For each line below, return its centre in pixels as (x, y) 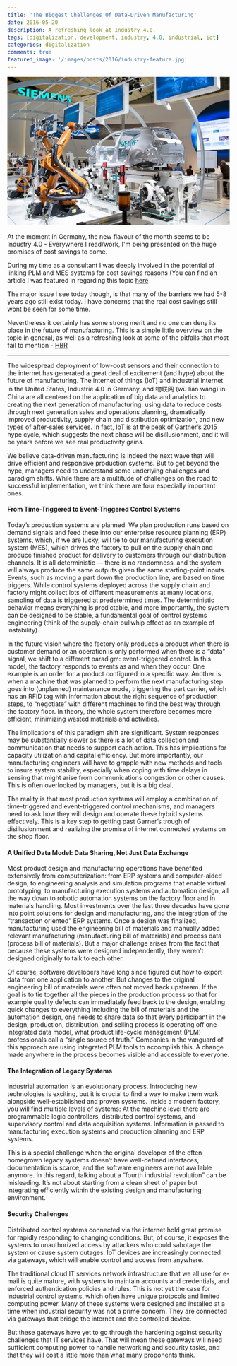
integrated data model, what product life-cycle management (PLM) (104, 1032)
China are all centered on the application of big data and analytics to (107, 396)
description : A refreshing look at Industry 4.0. (82, 30)
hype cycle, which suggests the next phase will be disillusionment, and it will (119, 434)
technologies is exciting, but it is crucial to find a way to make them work (113, 1094)
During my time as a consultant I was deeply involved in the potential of (111, 265)
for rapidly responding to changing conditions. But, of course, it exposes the (118, 1237)
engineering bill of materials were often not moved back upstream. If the (112, 987)
